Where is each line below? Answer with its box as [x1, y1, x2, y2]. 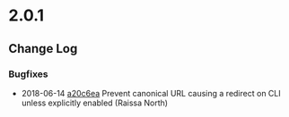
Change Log [8, 41, 78, 56]
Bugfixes [8, 68, 48, 80]
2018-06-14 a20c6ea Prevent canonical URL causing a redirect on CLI [21, 88, 281, 98]
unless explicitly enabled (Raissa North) [21, 97, 168, 108]
